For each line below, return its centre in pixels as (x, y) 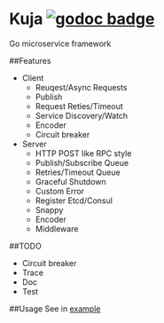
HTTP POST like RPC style (83, 153)
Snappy (49, 209)
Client (33, 78)
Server (34, 144)
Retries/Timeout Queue (78, 172)
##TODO (25, 246)
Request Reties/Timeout (79, 106)
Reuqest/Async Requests (81, 87)
